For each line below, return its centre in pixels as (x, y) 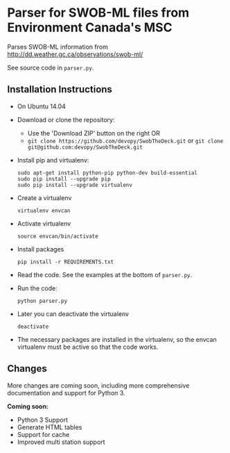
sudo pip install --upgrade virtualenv (75, 185)
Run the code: (37, 288)
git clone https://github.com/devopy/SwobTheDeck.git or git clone (125, 140)
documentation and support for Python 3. (67, 393)
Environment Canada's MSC (90, 27)
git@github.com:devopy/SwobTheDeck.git (85, 147)
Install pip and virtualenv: (53, 160)
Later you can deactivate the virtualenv (73, 313)
